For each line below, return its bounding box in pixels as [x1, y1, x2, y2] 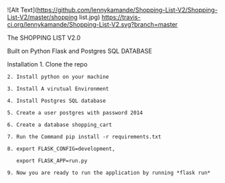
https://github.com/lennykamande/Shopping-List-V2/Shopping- [36, 6, 218, 14]
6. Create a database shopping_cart [7, 121, 112, 128]
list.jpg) [78, 13, 100, 21]
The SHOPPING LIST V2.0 [7, 34, 81, 42]
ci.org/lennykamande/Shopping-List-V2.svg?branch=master [7, 21, 178, 28]
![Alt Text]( [7, 6, 38, 14]
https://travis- [101, 13, 141, 21]
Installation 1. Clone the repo [7, 60, 88, 68]
